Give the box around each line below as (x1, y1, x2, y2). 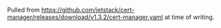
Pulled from (7, 6, 40, 14)
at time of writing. (164, 13, 215, 21)
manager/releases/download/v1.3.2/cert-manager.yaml (7, 13, 163, 21)
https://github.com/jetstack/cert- (41, 6, 135, 14)
